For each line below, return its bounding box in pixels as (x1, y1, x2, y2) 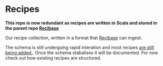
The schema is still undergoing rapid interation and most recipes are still (5, 44, 154, 50)
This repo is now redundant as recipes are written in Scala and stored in (5, 20, 157, 26)
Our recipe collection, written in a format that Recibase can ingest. (5, 35, 142, 41)
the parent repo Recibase (5, 25, 59, 31)
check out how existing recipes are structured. (5, 55, 101, 61)
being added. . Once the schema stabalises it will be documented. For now (5, 50, 158, 56)
